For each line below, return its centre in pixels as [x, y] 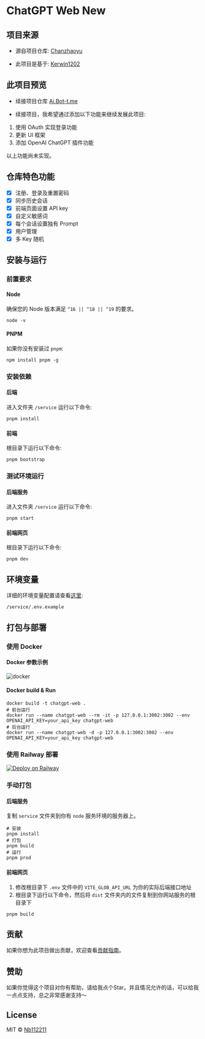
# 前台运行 [18, 710]
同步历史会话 [31, 200]
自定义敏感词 [31, 216]
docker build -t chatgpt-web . [46, 703]
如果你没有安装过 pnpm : [35, 348]
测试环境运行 [25, 476]
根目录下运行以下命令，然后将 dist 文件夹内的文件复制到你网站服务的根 [105, 895]
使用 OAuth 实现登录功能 [46, 127]
